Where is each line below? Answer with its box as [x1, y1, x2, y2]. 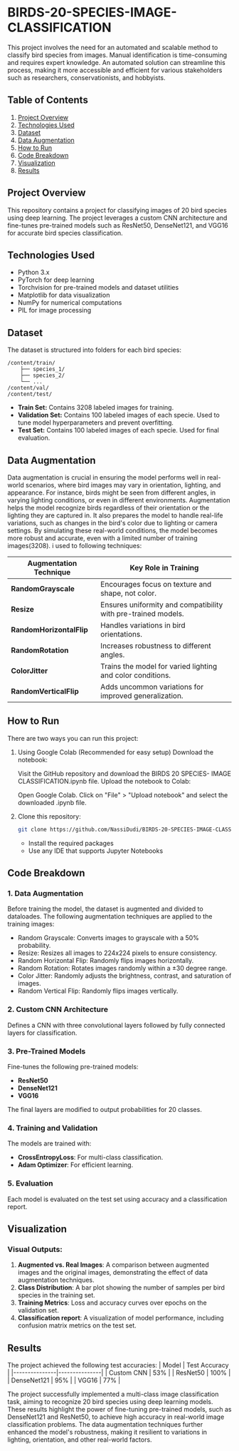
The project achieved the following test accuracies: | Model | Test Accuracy [7, 1361, 229, 1370]
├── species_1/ [20, 365, 65, 373]
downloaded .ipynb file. [17, 798, 87, 807]
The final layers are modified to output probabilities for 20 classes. [7, 1105, 203, 1113]
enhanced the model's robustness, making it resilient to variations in [7, 1428, 208, 1437]
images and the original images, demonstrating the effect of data [17, 1268, 208, 1277]
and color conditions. [100, 670, 171, 680]
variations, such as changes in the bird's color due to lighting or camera [7, 519, 218, 527]
